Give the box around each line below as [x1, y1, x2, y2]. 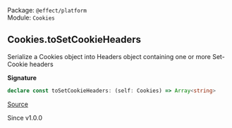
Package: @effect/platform [7, 6, 87, 14]
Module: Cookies [7, 13, 55, 22]
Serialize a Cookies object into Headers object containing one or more [7, 52, 212, 60]
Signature [7, 73, 37, 82]
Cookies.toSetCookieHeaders [7, 34, 142, 46]
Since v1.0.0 [7, 113, 42, 122]
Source [7, 100, 28, 108]
